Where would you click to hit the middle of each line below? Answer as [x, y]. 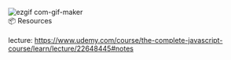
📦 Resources [30, 21]
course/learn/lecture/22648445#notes [71, 48]
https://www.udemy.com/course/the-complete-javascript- [128, 40]
